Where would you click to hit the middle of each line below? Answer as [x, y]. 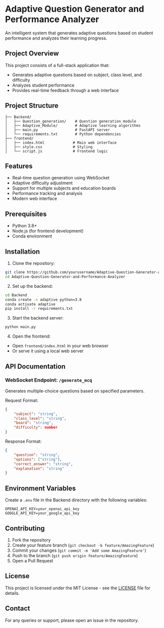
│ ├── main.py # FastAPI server [58, 130]
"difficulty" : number [36, 428]
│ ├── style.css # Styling [49, 147]
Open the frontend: [31, 336]
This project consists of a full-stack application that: [57, 65]
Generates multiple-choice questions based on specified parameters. [75, 391]
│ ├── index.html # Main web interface [61, 143]
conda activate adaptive [30, 304]
